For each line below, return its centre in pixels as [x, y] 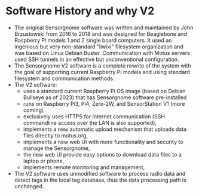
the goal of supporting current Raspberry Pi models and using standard [102, 72]
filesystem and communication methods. [64, 78]
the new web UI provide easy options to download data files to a [102, 154]
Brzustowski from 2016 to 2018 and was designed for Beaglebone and [101, 33]
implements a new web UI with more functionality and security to [103, 142]
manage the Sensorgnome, [56, 148]
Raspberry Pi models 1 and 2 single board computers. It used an [93, 40]
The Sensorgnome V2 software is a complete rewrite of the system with [103, 65]
